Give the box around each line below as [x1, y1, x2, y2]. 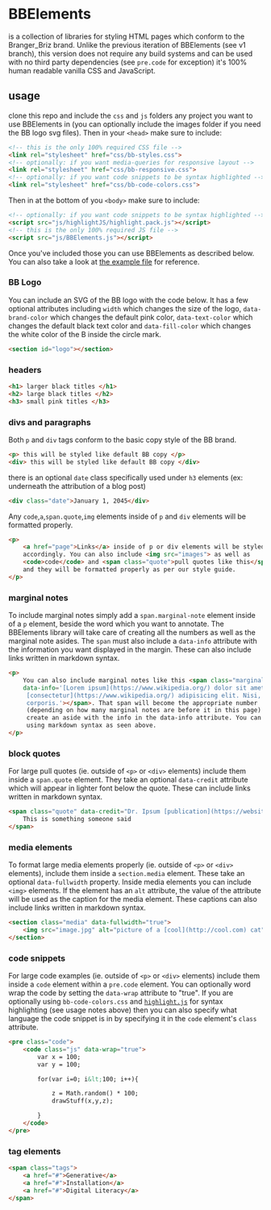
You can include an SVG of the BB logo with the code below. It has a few [8, 295, 248, 305]
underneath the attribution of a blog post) [8, 481, 147, 490]
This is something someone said [23, 816, 131, 824]
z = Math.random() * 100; [51, 1090, 139, 1098]
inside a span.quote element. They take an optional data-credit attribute [8, 775, 248, 785]
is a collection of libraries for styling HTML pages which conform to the [8, 31, 245, 41]
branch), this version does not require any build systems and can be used [8, 48, 253, 58]
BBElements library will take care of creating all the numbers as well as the [8, 628, 256, 637]
